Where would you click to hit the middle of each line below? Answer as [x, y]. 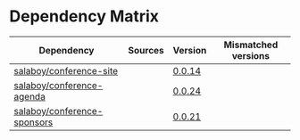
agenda [30, 96]
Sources [146, 50]
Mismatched [251, 45]
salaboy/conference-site [66, 70]
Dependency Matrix [84, 16]
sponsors [33, 122]
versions [251, 55]
